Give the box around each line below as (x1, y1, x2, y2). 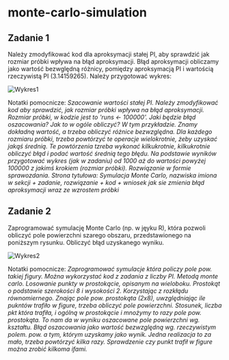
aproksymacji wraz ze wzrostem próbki (8, 186, 119, 194)
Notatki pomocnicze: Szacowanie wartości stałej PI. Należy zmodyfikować (8, 99, 219, 107)
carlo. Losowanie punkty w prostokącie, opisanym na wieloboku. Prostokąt (8, 279, 221, 287)
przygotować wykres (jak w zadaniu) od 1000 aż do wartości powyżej (8, 157, 206, 165)
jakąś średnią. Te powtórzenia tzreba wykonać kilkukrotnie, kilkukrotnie (8, 142, 211, 150)
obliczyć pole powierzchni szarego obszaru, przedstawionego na (8, 231, 191, 239)
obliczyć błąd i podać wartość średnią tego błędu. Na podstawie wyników (8, 149, 217, 157)
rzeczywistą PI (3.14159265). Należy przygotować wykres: (8, 72, 172, 80)
